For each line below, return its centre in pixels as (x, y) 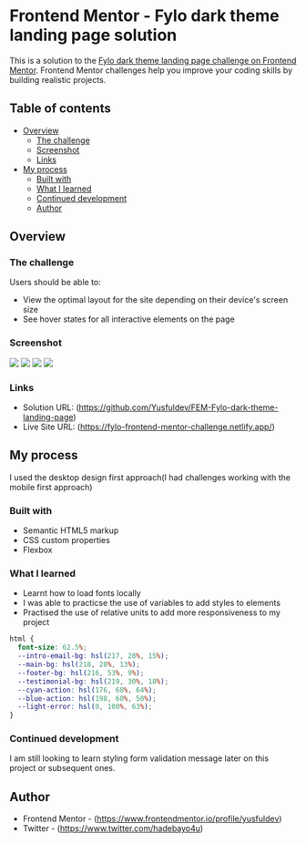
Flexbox (37, 550)
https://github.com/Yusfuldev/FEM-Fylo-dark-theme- (178, 407)
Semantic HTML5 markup (71, 530)
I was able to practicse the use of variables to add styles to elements (151, 603)
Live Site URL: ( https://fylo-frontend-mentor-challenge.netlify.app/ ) (149, 427)
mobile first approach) (51, 487)
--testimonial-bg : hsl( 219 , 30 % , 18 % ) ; (93, 681)
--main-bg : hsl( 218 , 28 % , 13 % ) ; (79, 665)
